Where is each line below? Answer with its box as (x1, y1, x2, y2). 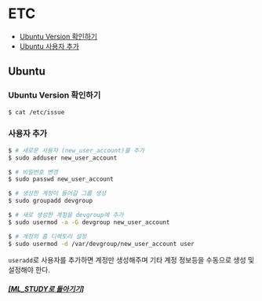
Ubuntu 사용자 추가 (19, 41, 80, 51)
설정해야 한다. (8, 265, 51, 274)
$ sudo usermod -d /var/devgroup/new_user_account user (8, 240, 195, 248)
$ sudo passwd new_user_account (8, 175, 114, 183)
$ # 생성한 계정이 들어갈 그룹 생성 (8, 189, 107, 197)
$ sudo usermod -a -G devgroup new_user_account (8, 218, 170, 226)
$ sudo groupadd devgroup (8, 197, 93, 205)
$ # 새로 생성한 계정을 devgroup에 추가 (8, 211, 124, 219)
